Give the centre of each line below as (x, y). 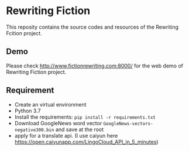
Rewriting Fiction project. (36, 72)
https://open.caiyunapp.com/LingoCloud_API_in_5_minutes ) (87, 142)
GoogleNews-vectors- (128, 123)
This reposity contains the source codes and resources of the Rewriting (92, 27)
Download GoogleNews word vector (58, 123)
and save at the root (80, 129)
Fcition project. (24, 33)
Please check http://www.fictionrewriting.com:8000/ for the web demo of (94, 66)
